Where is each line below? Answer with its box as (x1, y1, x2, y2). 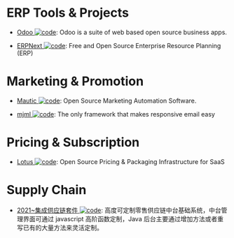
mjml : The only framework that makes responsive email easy (16, 110, 215, 118)
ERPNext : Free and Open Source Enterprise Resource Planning (16, 41, 221, 50)
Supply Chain (6, 182, 87, 198)
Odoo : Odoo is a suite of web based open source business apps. (16, 28, 227, 36)
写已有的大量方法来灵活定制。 (16, 223, 103, 232)
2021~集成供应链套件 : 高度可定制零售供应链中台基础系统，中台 (16, 206, 221, 214)
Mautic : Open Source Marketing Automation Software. (16, 96, 197, 105)
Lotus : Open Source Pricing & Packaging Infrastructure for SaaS (16, 157, 225, 165)
